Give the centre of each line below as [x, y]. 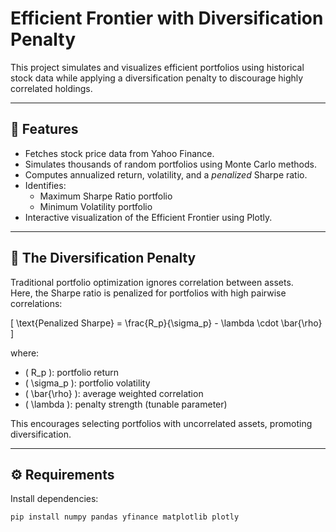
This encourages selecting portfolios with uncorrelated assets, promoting [161, 423]
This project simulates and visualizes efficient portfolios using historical [157, 67]
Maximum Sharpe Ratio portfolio [106, 196]
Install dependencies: [54, 499]
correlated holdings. [51, 88]
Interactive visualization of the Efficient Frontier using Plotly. [148, 217]
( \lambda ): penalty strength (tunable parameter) [126, 404]
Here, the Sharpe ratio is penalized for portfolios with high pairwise [148, 293]
